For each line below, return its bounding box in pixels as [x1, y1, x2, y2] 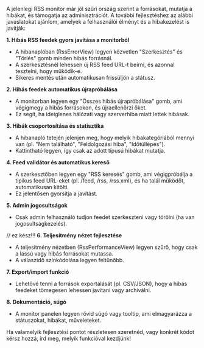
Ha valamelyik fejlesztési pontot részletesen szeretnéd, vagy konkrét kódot [6, 329, 195, 335]
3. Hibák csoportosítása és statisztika [6, 122, 104, 130]
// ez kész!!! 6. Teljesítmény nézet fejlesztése [6, 232, 122, 239]
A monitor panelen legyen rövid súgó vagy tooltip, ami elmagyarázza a [15, 310, 192, 317]
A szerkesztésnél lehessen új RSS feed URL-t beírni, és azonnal [15, 61, 175, 68]
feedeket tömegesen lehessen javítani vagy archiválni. [15, 287, 152, 294]
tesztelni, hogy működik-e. [15, 68, 82, 75]
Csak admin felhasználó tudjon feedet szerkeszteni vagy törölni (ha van [15, 214, 195, 221]
